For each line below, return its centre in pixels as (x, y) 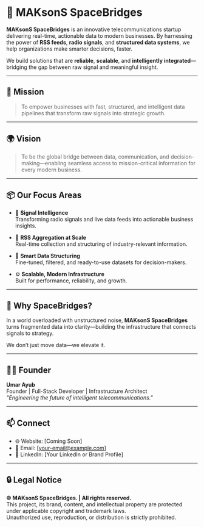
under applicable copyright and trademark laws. (66, 511)
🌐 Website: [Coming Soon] (49, 441)
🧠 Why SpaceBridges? (49, 305)
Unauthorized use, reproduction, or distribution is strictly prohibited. (91, 517)
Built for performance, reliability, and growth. (71, 281)
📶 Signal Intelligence (42, 213)
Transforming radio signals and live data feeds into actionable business (104, 220)
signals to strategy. (30, 333)
